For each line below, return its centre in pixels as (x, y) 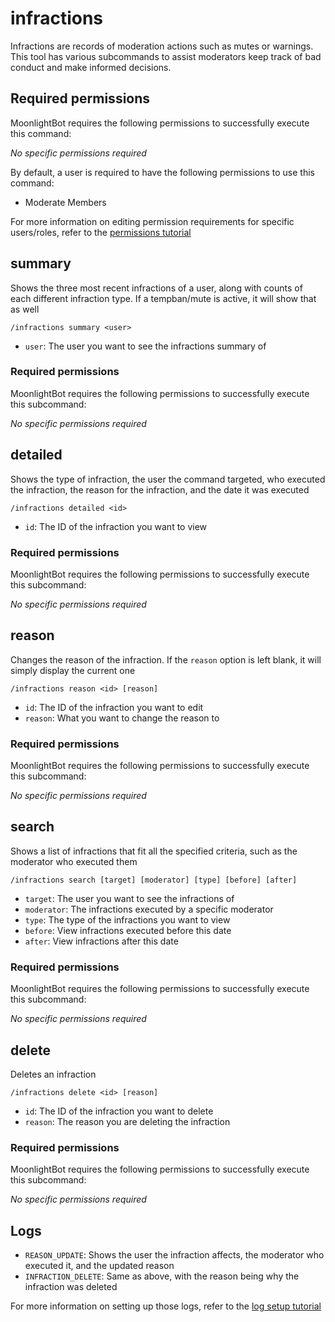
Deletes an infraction (53, 1074)
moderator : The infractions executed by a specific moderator (149, 909)
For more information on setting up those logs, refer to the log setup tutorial (166, 1306)
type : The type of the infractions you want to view (127, 919)
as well (25, 309)
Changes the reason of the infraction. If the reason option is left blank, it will (166, 659)
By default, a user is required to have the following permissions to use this (162, 172)
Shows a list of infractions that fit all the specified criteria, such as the (154, 851)
